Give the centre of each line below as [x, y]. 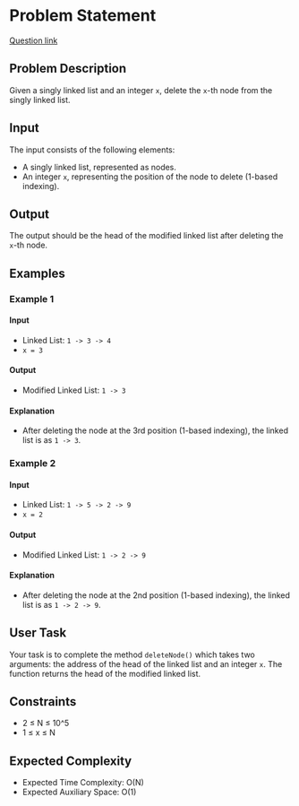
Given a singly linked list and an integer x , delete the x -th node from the [141, 90]
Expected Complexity [71, 761]
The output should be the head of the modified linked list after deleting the [146, 236]
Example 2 [33, 464]
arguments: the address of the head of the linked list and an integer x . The [146, 663]
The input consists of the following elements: [92, 150]
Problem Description [68, 69]
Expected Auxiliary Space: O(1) [79, 792]
